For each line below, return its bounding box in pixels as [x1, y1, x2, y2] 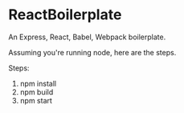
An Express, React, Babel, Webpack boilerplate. [8, 32, 166, 42]
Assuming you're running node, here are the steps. [8, 47, 177, 57]
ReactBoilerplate [8, 6, 122, 24]
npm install [19, 79, 57, 88]
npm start [19, 95, 52, 105]
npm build [19, 87, 54, 97]
